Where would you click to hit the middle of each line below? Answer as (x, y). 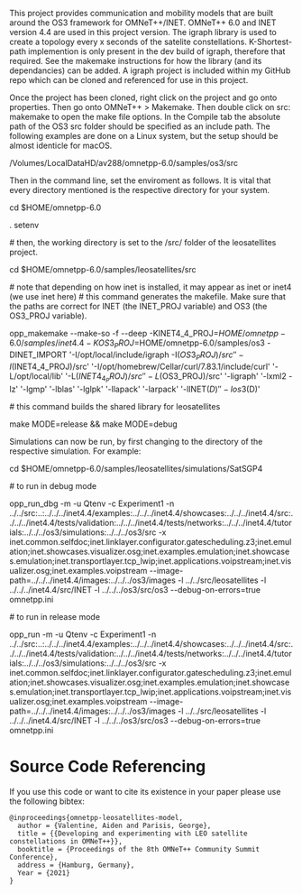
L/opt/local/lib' (37, 376)
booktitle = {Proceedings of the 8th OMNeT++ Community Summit (138, 849)
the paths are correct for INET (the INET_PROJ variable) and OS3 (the (138, 306)
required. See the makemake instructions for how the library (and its (136, 61)
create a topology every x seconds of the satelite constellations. (128, 41)
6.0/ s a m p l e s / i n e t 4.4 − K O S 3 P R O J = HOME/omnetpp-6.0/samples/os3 (137, 344)
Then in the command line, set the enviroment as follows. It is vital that (140, 180)
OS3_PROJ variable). (48, 316)
